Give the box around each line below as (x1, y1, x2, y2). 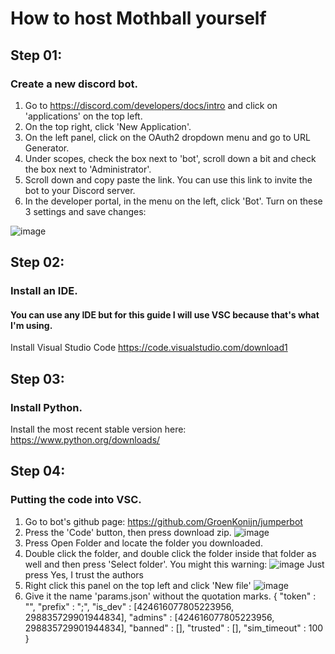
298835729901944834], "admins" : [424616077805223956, (24, 611, 275, 623)
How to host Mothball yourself (10, 7, 267, 30)
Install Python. (10, 400, 83, 414)
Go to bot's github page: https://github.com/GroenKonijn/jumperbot (24, 515, 303, 527)
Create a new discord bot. (10, 77, 138, 91)
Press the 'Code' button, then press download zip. (24, 526, 232, 538)
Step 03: (10, 370, 65, 387)
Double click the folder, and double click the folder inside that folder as (24, 547, 317, 559)
